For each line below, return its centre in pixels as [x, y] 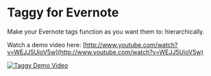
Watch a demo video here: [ [46, 45]
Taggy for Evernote [63, 13]
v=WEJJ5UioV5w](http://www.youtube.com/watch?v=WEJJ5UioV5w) [105, 52]
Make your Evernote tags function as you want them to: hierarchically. [106, 31]
